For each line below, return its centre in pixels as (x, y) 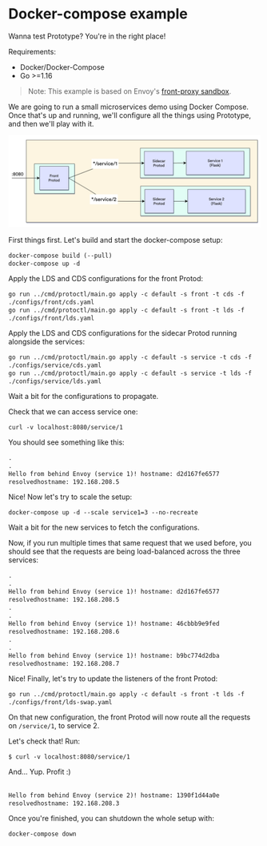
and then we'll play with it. (51, 123)
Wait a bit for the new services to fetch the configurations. (104, 528)
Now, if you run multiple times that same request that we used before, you (130, 543)
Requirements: (32, 51)
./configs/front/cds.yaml (51, 302)
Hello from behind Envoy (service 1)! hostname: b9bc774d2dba (114, 656)
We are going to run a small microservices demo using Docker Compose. (129, 107)
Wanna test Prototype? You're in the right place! (87, 36)
